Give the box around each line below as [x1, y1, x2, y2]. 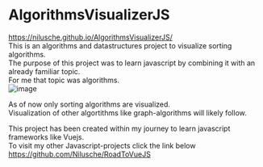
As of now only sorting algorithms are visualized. [8, 99, 171, 109]
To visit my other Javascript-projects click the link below [8, 140, 196, 150]
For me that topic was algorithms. [8, 75, 119, 85]
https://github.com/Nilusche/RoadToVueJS [8, 149, 151, 159]
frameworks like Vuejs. [8, 132, 85, 142]
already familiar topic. [8, 66, 81, 76]
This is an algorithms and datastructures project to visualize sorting [8, 40, 232, 50]
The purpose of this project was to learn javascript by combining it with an [8, 58, 256, 68]
